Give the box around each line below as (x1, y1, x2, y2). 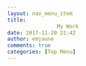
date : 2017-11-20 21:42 (7, 29, 76, 36)
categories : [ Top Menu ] (7, 49, 76, 56)
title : (7, 16, 26, 23)
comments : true (7, 42, 51, 49)
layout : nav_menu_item (7, 10, 73, 17)
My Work (56, 23, 79, 30)
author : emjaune (7, 36, 54, 43)
